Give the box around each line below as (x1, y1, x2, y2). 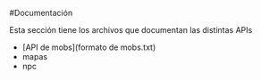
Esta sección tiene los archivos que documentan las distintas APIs (9, 25, 253, 35)
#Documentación (9, 8, 73, 18)
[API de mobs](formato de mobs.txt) (21, 42, 156, 52)
